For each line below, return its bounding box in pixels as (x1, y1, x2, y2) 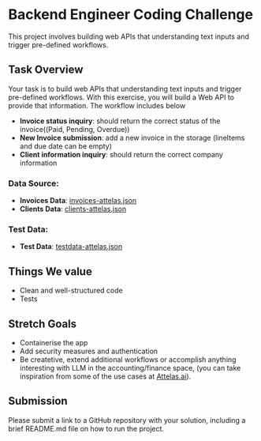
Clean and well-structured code (19, 286, 124, 296)
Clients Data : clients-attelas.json (19, 204, 127, 214)
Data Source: (8, 178, 59, 189)
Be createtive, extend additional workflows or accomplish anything (19, 354, 237, 364)
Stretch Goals (8, 317, 77, 330)
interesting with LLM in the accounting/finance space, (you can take (19, 363, 241, 372)
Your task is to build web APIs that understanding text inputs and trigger (8, 84, 242, 93)
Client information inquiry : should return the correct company (19, 149, 223, 159)
